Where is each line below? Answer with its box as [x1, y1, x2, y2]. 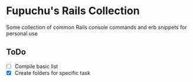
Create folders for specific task [14, 69, 90, 76]
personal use [6, 29, 38, 37]
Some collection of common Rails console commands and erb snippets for [6, 24, 187, 31]
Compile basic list [14, 63, 58, 70]
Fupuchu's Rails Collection [6, 4, 140, 18]
